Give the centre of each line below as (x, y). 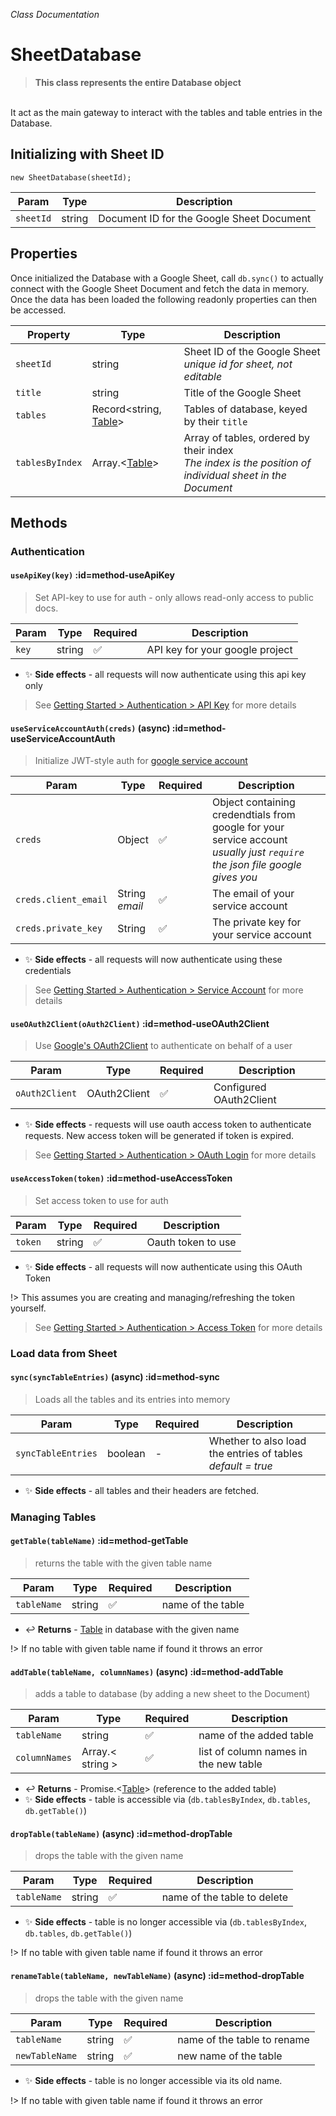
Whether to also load (257, 1441)
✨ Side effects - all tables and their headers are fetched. (142, 1490)
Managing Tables (53, 1517)
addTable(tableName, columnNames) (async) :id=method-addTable (147, 1671)
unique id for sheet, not (238, 364)
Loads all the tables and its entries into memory (132, 1399)
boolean (126, 1453)
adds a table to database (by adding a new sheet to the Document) (172, 1694)
